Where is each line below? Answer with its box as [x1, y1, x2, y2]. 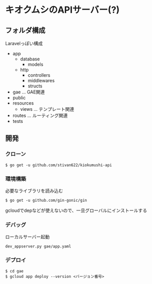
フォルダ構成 [5, 26, 46, 35]
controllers [27, 72, 51, 78]
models [27, 61, 44, 67]
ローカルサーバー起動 [5, 234, 50, 240]
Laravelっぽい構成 [5, 41, 43, 46]
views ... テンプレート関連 [20, 106, 74, 112]
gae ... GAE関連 [12, 89, 45, 95]
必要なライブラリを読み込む [5, 187, 63, 194]
